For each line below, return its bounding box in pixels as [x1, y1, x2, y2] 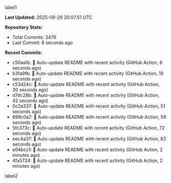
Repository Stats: [5, 24, 43, 30]
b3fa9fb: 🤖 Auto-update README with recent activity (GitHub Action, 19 [12, 70, 164, 76]
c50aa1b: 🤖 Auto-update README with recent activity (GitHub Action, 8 [12, 59, 162, 66]
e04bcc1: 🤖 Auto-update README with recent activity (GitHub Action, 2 [12, 147, 163, 153]
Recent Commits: [5, 50, 42, 55]
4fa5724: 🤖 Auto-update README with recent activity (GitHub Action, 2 [12, 157, 163, 164]
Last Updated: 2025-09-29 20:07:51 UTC [5, 14, 93, 20]
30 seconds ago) [12, 87, 49, 93]
